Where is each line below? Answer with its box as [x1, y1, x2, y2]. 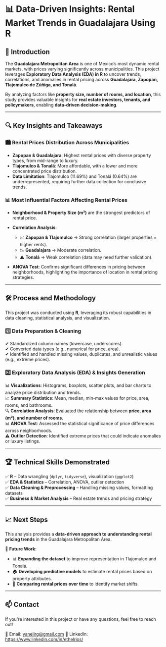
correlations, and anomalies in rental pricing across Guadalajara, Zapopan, [5, 77, 158, 82]
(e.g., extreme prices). [5, 357, 50, 363]
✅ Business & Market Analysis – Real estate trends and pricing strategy [5, 495, 152, 501]
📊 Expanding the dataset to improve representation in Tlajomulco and [12, 556, 157, 562]
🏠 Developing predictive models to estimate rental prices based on [12, 569, 152, 575]
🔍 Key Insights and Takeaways [5, 121, 103, 130]
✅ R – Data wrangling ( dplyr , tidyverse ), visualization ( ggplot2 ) [5, 474, 134, 480]
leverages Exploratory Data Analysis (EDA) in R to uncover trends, [5, 71, 142, 77]
